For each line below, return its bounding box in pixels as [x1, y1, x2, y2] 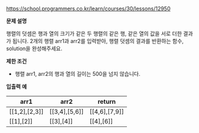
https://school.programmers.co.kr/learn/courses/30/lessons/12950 [6, 5, 171, 12]
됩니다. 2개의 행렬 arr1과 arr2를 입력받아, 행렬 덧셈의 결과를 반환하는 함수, [12, 38, 184, 44]
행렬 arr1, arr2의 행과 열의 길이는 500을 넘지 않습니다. [14, 70, 141, 77]
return [97, 98, 116, 106]
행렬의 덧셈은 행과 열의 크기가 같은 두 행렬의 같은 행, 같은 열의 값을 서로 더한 [6, 30, 182, 37]
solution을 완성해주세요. [6, 45, 63, 52]
